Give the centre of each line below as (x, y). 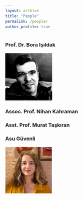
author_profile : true (28, 27)
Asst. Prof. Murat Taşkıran (37, 125)
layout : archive (22, 11)
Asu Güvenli (20, 139)
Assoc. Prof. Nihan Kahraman (42, 112)
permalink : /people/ (27, 21)
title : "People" (22, 16)
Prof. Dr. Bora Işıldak (30, 45)
